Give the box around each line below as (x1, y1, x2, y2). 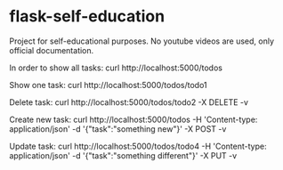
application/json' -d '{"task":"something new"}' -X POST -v (9, 123, 227, 134)
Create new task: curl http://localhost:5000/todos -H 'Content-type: (9, 114, 258, 125)
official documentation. (9, 45, 94, 55)
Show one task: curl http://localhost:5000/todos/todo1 (9, 79, 207, 90)
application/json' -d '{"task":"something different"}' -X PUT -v (9, 150, 238, 161)
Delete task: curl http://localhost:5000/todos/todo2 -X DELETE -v (9, 96, 249, 108)
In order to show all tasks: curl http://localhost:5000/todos (9, 62, 222, 73)
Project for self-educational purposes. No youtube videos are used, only (9, 36, 274, 46)
